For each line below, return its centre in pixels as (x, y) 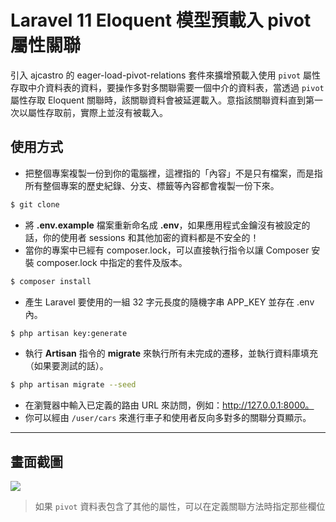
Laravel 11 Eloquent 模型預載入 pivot (161, 20)
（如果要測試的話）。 (66, 366)
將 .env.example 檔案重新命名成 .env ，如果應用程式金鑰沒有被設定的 (167, 225)
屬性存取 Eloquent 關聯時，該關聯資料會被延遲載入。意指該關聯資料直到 (158, 100)
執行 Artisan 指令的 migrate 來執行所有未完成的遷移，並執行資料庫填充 (171, 353)
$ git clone (35, 204)
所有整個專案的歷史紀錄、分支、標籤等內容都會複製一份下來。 (152, 185)
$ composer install (51, 281)
